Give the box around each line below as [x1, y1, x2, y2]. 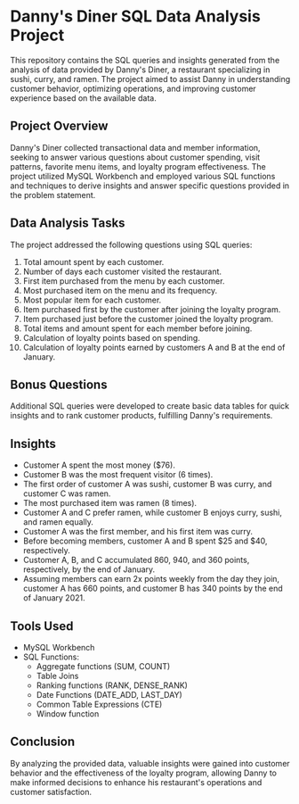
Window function [36, 709, 100, 719]
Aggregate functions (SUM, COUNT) [36, 661, 171, 671]
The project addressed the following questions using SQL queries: [10, 239, 253, 250]
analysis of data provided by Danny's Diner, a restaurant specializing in [10, 64, 271, 75]
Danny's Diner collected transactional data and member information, [10, 142, 261, 153]
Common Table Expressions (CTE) [36, 699, 163, 709]
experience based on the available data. [10, 92, 157, 104]
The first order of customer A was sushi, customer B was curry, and [22, 479, 272, 490]
